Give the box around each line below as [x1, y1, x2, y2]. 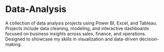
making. [5, 41, 22, 47]
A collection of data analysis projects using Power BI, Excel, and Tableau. [5, 20, 157, 26]
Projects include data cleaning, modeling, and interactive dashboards [5, 25, 149, 31]
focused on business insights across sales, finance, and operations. [5, 30, 146, 36]
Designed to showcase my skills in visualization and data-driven [5, 36, 139, 42]
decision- [139, 36, 159, 42]
